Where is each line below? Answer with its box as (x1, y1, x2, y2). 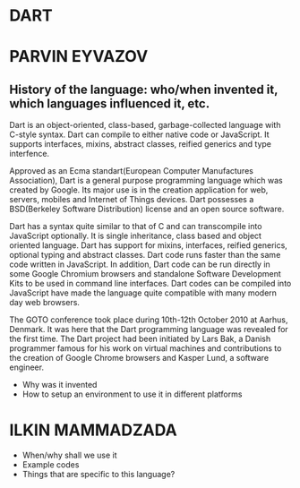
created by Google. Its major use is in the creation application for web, (9, 184, 269, 195)
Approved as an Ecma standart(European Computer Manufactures (9, 166, 253, 176)
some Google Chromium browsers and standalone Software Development (9, 269, 281, 279)
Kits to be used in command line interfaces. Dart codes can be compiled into (9, 278, 292, 289)
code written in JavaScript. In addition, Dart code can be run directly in (9, 259, 270, 270)
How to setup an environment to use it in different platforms (21, 389, 243, 399)
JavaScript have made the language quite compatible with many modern (9, 287, 278, 298)
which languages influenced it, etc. (9, 96, 210, 111)
